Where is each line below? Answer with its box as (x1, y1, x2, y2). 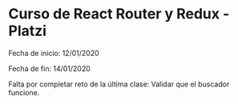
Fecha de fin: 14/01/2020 (8, 63, 91, 73)
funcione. (8, 87, 40, 97)
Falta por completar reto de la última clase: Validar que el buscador (8, 79, 230, 89)
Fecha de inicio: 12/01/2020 (8, 48, 100, 58)
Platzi (8, 22, 46, 40)
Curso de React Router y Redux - (8, 5, 230, 23)
